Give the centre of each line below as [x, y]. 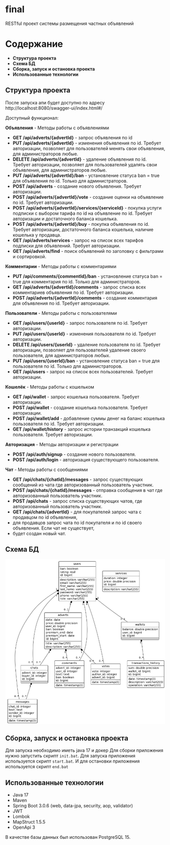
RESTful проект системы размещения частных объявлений [70, 23]
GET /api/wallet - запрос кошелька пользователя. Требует [76, 397]
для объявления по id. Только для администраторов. [70, 181]
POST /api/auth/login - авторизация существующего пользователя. [86, 459]
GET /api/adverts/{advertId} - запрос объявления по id [73, 137]
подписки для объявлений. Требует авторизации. [66, 246]
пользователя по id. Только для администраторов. [67, 366]
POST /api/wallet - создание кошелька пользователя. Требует [80, 407]
